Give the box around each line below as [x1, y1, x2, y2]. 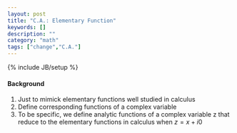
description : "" [7, 30, 56, 38]
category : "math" [7, 37, 59, 44]
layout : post [7, 10, 46, 18]
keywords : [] [7, 23, 46, 31]
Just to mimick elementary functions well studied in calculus [17, 95, 196, 104]
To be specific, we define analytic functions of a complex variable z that [17, 110, 230, 119]
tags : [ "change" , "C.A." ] [7, 43, 81, 50]
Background [7, 79, 45, 87]
